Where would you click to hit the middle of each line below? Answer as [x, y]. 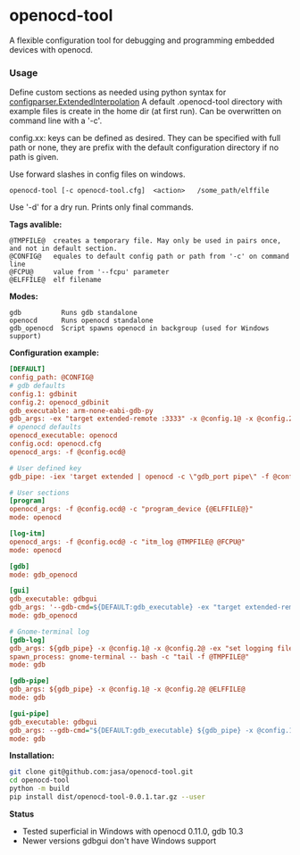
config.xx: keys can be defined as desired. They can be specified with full [145, 138]
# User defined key [46, 468]
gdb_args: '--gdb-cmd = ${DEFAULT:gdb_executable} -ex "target [125, 608]
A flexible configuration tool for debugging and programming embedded [142, 40]
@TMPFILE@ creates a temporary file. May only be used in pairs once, [145, 241]
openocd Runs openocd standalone [81, 321]
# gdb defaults [37, 386]
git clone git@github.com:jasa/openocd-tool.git [101, 772]
